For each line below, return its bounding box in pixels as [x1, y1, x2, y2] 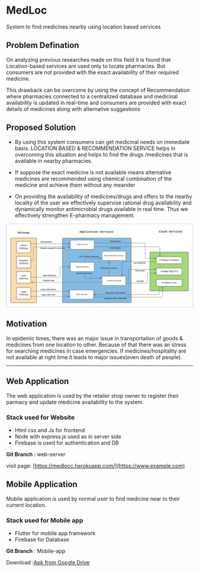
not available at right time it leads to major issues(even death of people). [6, 353, 182, 360]
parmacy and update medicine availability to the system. [6, 398, 144, 405]
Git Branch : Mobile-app [6, 548, 66, 554]
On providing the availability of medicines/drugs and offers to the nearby [14, 193, 192, 200]
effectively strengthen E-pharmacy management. [14, 212, 135, 219]
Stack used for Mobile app [6, 516, 84, 525]
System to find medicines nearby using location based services [6, 23, 161, 30]
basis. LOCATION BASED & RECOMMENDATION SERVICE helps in [14, 145, 176, 152]
